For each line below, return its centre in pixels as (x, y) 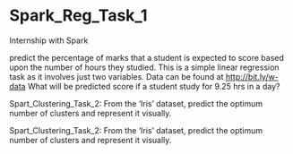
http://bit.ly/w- (252, 76)
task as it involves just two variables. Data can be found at (116, 76)
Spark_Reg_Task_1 (78, 16)
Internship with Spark (49, 40)
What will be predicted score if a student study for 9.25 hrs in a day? (154, 86)
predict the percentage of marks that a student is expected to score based (146, 57)
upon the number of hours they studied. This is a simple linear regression (144, 67)
